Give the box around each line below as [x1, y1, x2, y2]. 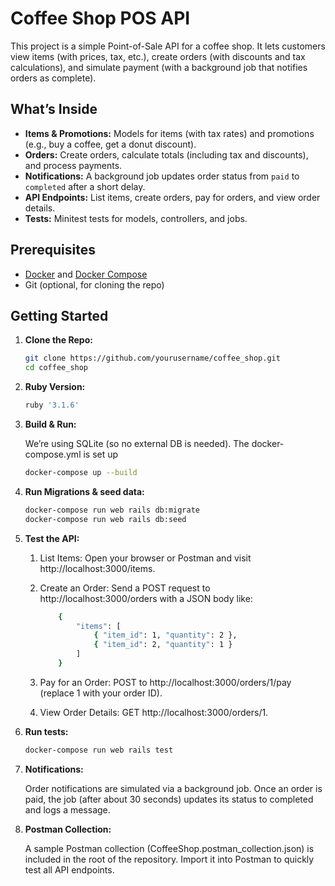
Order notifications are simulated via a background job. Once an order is [24, 782, 323, 794]
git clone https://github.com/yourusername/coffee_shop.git [24, 353, 281, 364]
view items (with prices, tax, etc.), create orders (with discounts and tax [10, 50, 306, 62]
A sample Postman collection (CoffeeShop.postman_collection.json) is [24, 842, 315, 854]
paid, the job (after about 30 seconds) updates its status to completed [24, 793, 314, 805]
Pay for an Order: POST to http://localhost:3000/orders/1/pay [39, 676, 292, 688]
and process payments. [24, 159, 123, 171]
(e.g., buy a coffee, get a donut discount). [24, 138, 197, 150]
